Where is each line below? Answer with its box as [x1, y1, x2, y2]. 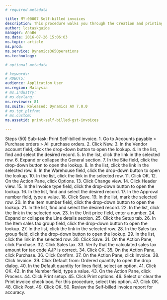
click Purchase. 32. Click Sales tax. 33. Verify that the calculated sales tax [5, 242, 157, 247]
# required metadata [5, 7, 48, 12]
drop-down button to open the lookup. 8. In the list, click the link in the [5, 162, 149, 168]
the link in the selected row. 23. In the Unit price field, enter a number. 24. [5, 210, 156, 216]
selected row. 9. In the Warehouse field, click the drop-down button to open [5, 167, 160, 173]
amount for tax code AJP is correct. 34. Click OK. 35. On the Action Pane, [5, 247, 156, 253]
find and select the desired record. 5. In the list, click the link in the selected [5, 151, 160, 157]
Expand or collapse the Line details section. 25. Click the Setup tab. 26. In [5, 215, 156, 221]
